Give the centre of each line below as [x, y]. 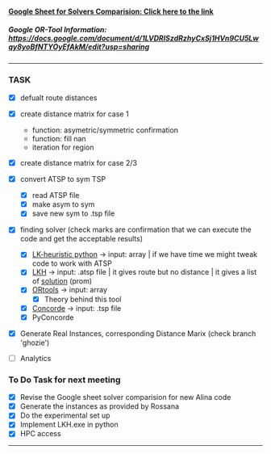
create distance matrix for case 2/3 [78, 162]
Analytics [35, 358]
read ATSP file [56, 195]
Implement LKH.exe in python [69, 425]
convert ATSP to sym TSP [63, 179]
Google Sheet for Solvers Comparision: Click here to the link [111, 11]
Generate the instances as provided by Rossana [100, 406]
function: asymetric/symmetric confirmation [105, 130]
